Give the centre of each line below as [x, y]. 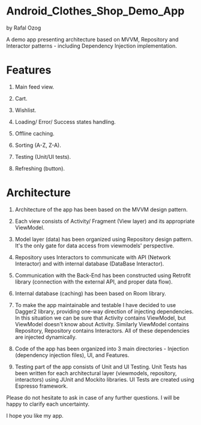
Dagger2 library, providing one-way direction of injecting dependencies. [104, 311]
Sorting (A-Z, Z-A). [38, 145]
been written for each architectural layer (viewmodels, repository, [96, 373]
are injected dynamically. [46, 337]
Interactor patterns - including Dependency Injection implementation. [91, 46]
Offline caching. [35, 133]
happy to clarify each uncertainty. [48, 404]
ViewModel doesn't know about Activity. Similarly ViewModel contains [102, 324]
